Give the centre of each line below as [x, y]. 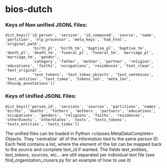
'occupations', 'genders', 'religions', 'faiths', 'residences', [75, 115]
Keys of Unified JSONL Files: [41, 96]
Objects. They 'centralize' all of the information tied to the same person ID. [82, 138]
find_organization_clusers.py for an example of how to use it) [68, 160]
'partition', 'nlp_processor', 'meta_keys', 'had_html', [66, 40]
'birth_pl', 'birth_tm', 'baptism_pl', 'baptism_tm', [89, 49]
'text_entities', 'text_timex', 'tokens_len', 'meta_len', [68, 79]
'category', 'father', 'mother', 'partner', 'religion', [93, 62]
